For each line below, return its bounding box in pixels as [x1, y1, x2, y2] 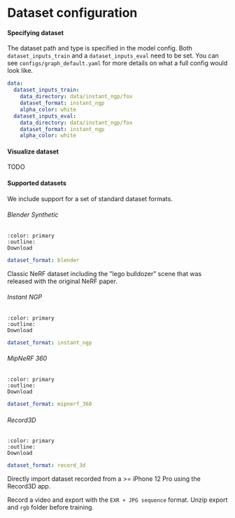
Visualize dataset [7, 147, 59, 156]
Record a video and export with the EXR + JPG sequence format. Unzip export [7, 496, 228, 504]
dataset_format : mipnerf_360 [7, 401, 92, 408]
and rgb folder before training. [7, 503, 94, 511]
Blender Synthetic [7, 210, 59, 219]
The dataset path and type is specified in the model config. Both [7, 44, 192, 53]
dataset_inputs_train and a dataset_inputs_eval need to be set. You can [7, 51, 219, 60]
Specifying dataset [7, 28, 64, 36]
